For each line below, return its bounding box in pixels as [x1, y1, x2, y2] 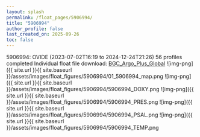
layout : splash [6, 8, 45, 15]
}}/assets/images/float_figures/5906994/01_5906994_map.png [6, 73, 164, 80]
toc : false [6, 37, 34, 43]
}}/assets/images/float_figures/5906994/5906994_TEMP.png [6, 124, 159, 131]
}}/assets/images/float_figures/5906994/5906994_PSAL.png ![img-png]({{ [6, 111, 193, 118]
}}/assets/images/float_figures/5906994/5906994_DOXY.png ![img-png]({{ [6, 86, 194, 92]
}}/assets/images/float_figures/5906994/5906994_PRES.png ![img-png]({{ [6, 98, 193, 106]
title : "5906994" [6, 20, 50, 26]
